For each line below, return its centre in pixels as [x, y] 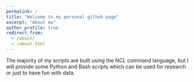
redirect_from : [25, 33]
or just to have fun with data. [40, 73]
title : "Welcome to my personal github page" [62, 17]
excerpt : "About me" [31, 22]
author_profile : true [32, 28]
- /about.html [28, 44]
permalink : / [22, 11]
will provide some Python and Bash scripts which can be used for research [96, 66]
